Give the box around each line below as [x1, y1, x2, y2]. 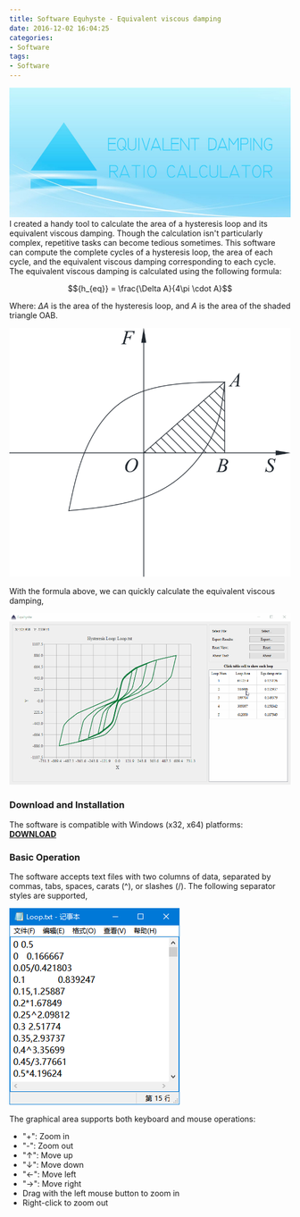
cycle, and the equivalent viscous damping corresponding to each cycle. [9, 256, 277, 267]
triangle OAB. [9, 309, 58, 321]
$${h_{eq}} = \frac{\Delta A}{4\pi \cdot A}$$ [67, 282, 233, 294]
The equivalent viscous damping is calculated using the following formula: [9, 265, 282, 276]
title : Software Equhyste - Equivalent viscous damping [9, 14, 221, 23]
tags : [9, 52, 29, 62]
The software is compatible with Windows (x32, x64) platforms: [9, 818, 244, 830]
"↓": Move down [21, 1160, 85, 1171]
